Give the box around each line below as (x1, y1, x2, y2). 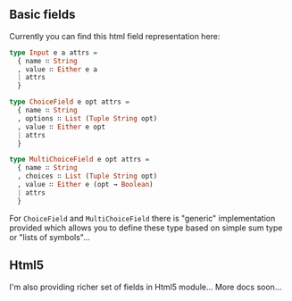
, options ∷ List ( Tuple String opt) (17, 113, 158, 123)
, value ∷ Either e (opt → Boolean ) (17, 180, 154, 189)
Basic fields (9, 7, 76, 22)
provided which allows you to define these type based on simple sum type (9, 222, 283, 233)
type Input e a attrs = (9, 48, 98, 57)
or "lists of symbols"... (9, 231, 91, 242)
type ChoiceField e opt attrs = (9, 97, 129, 106)
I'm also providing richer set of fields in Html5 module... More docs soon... (9, 281, 282, 292)
